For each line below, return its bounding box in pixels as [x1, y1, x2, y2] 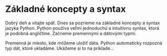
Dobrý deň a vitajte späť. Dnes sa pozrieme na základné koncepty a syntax [5, 20, 160, 26]
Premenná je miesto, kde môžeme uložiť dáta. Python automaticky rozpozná [5, 40, 162, 46]
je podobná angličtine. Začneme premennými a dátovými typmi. [5, 30, 137, 36]
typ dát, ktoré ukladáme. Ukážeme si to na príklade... [5, 45, 114, 51]
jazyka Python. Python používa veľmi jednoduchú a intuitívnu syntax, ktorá [5, 25, 159, 31]
